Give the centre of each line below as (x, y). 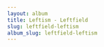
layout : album (28, 13)
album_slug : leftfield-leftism (52, 33)
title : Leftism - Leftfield (48, 20)
